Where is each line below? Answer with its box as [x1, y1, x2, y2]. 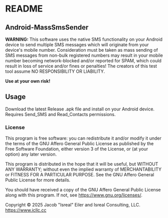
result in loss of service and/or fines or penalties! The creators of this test [5, 63, 157, 69]
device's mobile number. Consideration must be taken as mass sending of [5, 47, 158, 53]
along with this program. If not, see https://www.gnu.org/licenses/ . [5, 192, 143, 198]
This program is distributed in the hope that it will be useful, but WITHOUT [5, 161, 158, 167]
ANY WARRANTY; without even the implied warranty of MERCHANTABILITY [5, 166, 162, 172]
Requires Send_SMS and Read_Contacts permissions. [5, 111, 116, 117]
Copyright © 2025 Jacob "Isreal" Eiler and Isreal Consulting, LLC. [5, 202, 140, 208]
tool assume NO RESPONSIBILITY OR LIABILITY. [5, 68, 105, 74]
